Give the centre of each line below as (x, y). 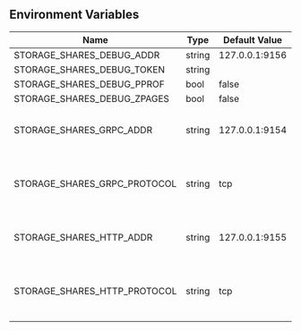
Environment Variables (74, 15)
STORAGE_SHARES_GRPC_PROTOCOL (95, 183)
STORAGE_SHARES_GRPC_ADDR (83, 130)
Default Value (253, 39)
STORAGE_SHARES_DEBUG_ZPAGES (92, 98)
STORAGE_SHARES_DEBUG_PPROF (89, 84)
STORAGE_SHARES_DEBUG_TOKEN (90, 69)
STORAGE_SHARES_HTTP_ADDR (83, 237)
